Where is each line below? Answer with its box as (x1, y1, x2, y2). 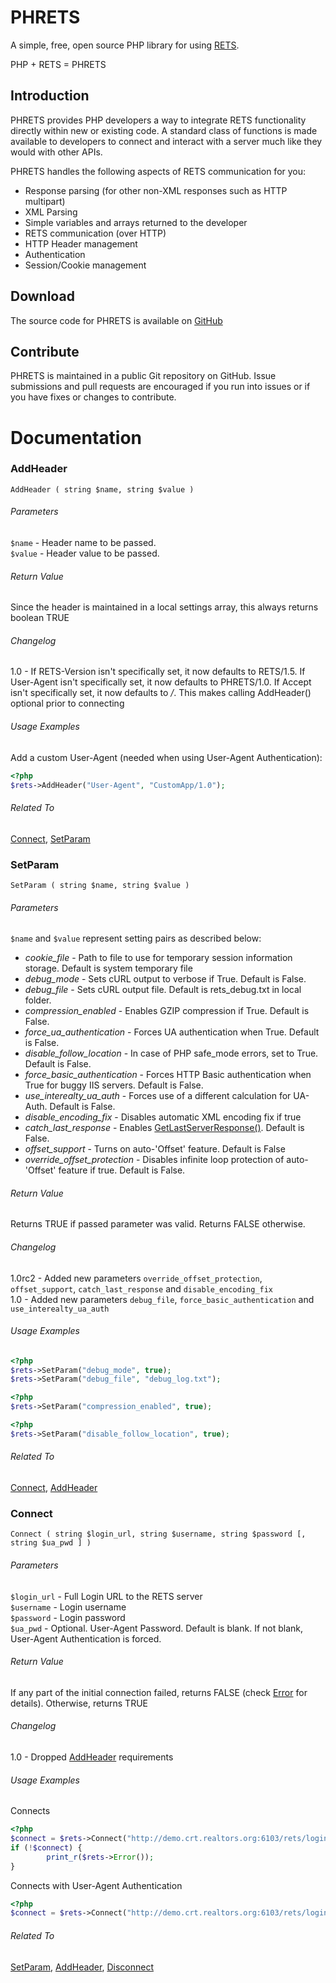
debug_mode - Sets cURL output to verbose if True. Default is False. (24, 973, 307, 985)
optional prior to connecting (10, 697, 125, 710)
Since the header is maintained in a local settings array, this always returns (10, 601, 319, 613)
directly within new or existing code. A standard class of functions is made (10, 124, 318, 136)
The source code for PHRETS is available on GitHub (10, 314, 223, 326)
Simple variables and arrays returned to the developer (24, 216, 248, 228)
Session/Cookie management (24, 259, 147, 271)
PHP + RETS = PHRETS (10, 58, 107, 70)
